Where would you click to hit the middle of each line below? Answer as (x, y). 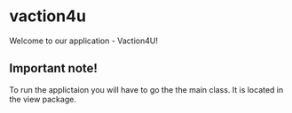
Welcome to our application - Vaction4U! (83, 41)
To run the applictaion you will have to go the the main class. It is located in (146, 89)
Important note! (53, 68)
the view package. (43, 99)
